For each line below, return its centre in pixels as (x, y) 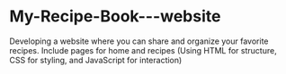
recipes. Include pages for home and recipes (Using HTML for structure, (143, 50)
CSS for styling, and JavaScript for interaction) (96, 60)
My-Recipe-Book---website (115, 16)
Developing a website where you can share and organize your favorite (139, 41)
